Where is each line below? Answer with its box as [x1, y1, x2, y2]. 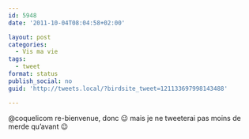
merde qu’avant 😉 [8, 122, 69, 131]
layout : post [8, 33, 51, 41]
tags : [8, 55, 26, 63]
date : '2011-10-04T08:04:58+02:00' [8, 19, 126, 27]
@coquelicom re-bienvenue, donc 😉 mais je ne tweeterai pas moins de [8, 113, 241, 122]
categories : [8, 40, 47, 48]
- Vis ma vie [15, 48, 58, 56]
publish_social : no [8, 77, 73, 85]
